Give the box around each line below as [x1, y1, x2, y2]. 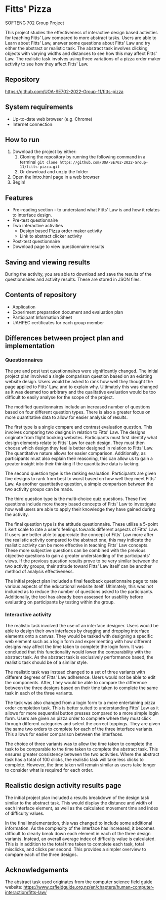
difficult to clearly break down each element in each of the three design [5, 830, 151, 836]
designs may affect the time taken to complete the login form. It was [5, 644, 144, 650]
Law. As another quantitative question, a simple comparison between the [5, 481, 154, 487]
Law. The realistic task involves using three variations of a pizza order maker [5, 55, 161, 61]
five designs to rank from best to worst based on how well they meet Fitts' [5, 475, 156, 481]
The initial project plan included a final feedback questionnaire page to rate [5, 578, 158, 584]
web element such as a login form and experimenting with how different [5, 638, 152, 644]
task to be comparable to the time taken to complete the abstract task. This [5, 746, 158, 752]
